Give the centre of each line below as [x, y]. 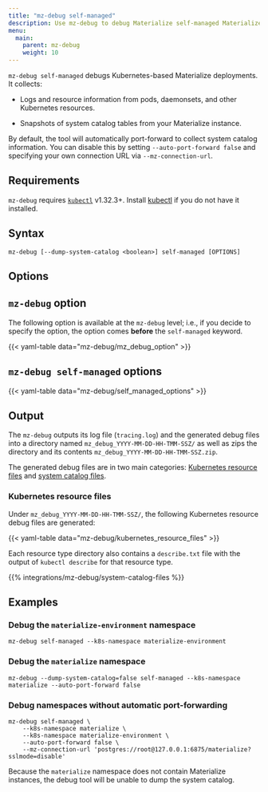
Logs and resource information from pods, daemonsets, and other [128, 99]
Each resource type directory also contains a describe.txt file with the [124, 553]
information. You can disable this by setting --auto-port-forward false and [132, 147]
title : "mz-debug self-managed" [62, 16]
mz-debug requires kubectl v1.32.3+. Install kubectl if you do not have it [124, 199]
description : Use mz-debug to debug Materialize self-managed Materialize [135, 23]
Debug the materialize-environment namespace [102, 625]
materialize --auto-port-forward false [75, 685]
